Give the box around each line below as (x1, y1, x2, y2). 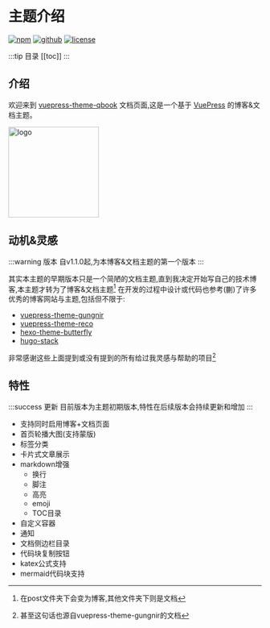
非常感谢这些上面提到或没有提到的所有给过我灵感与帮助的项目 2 (8, 351, 217, 363)
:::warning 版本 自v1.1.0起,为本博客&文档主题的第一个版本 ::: (8, 256, 204, 266)
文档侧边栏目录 (19, 538, 70, 548)
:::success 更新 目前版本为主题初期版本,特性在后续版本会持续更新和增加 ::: (8, 401, 253, 411)
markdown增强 (19, 459, 70, 468)
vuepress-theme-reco (19, 319, 94, 329)
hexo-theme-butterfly (19, 327, 92, 337)
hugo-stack (19, 336, 59, 346)
